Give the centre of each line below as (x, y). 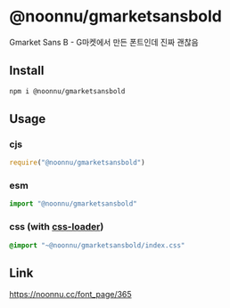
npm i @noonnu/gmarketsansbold (67, 91)
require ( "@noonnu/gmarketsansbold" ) (77, 163)
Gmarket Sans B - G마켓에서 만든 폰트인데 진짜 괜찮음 (104, 42)
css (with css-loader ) (57, 227)
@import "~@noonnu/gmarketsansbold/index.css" (97, 245)
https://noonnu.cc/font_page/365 (70, 295)
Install (27, 71)
